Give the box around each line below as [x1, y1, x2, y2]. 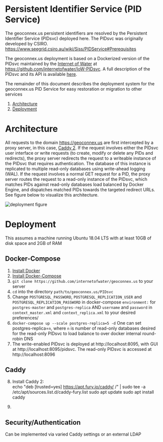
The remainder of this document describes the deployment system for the [5, 80, 155, 87]
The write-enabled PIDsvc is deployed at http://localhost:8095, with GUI [12, 341, 158, 347]
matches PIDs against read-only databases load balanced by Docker [5, 181, 144, 187]
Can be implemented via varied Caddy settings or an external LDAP [5, 431, 141, 437]
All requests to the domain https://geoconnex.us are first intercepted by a [5, 139, 154, 145]
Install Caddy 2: [12, 378, 44, 385]
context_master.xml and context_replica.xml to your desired [12, 309, 136, 315]
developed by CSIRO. [5, 40, 48, 46]
